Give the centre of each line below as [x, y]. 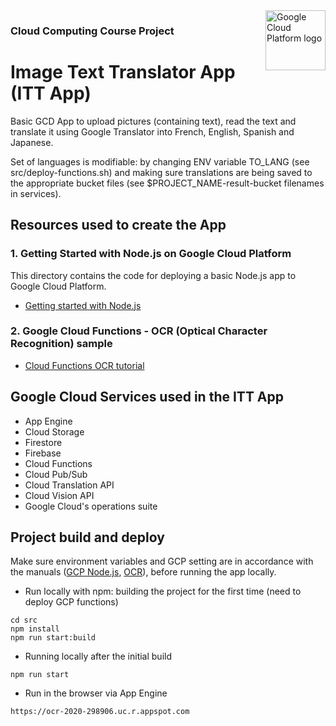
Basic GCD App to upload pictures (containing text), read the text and [153, 121]
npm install [35, 629]
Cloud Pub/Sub [56, 474]
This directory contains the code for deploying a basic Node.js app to [153, 275]
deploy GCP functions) [71, 602]
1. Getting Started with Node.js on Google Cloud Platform [151, 254]
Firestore [43, 442]
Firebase [43, 453]
